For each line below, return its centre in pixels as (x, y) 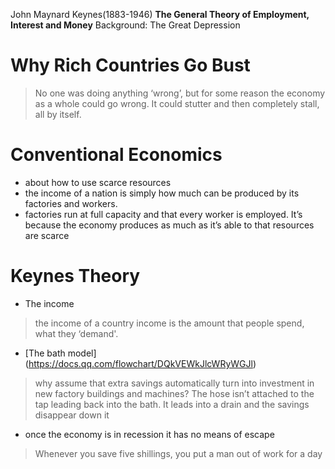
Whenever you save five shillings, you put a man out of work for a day (178, 453)
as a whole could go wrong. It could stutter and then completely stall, (177, 103)
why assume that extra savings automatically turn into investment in (174, 383)
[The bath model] (60, 353)
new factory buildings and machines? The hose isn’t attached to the (174, 393)
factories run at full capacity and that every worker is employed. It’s (163, 214)
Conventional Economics (116, 155)
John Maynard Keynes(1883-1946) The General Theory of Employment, (160, 14)
